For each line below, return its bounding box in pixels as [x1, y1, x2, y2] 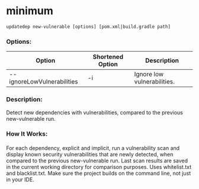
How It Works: [6, 130, 48, 138]
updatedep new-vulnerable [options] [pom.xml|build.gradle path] [6, 24, 171, 30]
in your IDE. [6, 176, 34, 183]
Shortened [92, 53, 123, 61]
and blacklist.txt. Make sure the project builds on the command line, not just [6, 170, 191, 177]
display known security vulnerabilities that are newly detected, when [6, 151, 174, 158]
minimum [6, 4, 53, 18]
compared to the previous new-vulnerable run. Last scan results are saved [6, 157, 188, 164]
